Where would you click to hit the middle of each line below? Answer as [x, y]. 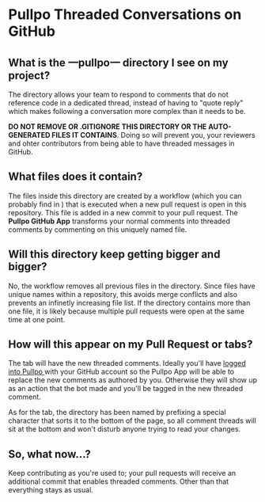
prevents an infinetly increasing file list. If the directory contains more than [129, 302]
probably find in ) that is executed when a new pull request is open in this [127, 204]
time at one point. [37, 319]
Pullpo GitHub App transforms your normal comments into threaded [119, 221]
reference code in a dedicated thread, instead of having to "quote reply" [126, 103]
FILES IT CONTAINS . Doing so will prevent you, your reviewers [153, 135]
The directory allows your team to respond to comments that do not [118, 94]
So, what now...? [49, 454]
